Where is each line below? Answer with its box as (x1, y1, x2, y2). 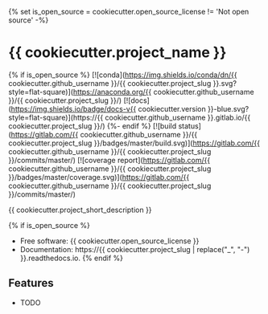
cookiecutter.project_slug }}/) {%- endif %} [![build (8, 120, 177, 131)
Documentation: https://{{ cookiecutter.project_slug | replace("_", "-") (19, 244, 250, 254)
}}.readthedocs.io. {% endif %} (19, 253, 123, 263)
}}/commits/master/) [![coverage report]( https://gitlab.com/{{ (8, 155, 211, 165)
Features (8, 276, 54, 290)
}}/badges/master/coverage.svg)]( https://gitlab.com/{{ (8, 172, 190, 181)
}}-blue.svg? (208, 104, 249, 113)
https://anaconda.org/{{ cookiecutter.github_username (72, 87, 255, 96)
